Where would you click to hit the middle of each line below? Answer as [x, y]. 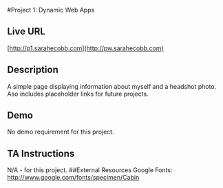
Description [33, 70]
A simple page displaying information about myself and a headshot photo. [112, 86]
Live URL [26, 31]
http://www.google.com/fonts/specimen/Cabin [73, 178]
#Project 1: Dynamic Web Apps [51, 10]
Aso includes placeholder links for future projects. [78, 94]
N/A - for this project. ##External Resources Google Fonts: [90, 170]
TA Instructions [41, 153]
